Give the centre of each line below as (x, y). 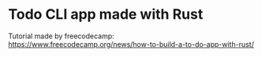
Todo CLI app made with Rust (106, 14)
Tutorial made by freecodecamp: (61, 36)
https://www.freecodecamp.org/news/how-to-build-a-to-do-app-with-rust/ (131, 44)
